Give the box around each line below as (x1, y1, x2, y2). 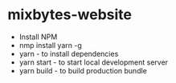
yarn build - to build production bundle (18, 65, 148, 75)
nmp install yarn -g (18, 40, 82, 49)
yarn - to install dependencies (18, 49, 119, 58)
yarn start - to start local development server (18, 57, 169, 67)
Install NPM (18, 32, 58, 41)
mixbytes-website (7, 6, 132, 24)
